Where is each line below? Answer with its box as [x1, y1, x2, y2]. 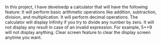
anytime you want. [5, 34, 42, 40]
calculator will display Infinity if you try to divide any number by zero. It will [5, 19, 154, 25]
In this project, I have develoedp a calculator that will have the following [5, 4, 148, 10]
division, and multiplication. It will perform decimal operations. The [5, 14, 138, 20]
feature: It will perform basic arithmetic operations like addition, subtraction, [5, 9, 157, 15]
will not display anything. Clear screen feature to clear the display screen [5, 30, 151, 35]
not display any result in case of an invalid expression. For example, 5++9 [5, 24, 152, 30]
